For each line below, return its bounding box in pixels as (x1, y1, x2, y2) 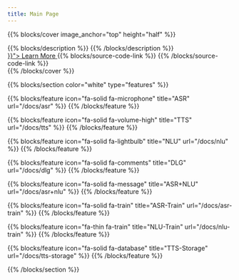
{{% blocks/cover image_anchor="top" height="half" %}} (7, 30, 176, 38)
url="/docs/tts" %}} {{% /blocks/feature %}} (7, 123, 138, 132)
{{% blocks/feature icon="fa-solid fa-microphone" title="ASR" (7, 94, 190, 103)
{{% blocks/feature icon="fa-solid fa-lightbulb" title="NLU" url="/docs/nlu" (7, 137, 228, 145)
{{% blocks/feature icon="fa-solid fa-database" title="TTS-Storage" (7, 244, 208, 252)
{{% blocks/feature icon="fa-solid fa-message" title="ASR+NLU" (7, 180, 198, 188)
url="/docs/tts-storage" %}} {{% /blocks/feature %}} (7, 251, 163, 260)
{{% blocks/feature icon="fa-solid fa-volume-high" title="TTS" (7, 115, 193, 124)
